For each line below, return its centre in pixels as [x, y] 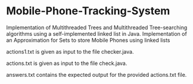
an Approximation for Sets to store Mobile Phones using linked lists [88, 40]
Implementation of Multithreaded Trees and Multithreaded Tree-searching [97, 27]
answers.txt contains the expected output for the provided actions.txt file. [96, 74]
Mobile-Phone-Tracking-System [88, 11]
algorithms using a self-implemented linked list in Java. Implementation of [97, 33]
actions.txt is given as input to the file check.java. [67, 63]
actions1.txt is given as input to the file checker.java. [70, 51]
